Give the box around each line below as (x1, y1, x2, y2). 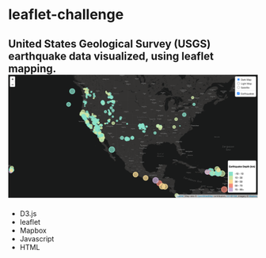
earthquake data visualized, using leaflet (8, 49, 214, 63)
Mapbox (19, 226, 47, 235)
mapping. (8, 62, 57, 75)
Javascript (19, 233, 55, 243)
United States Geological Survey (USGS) (8, 37, 211, 51)
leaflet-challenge (8, 6, 124, 24)
